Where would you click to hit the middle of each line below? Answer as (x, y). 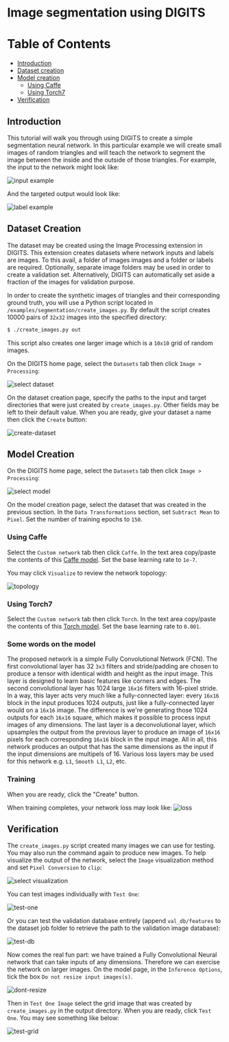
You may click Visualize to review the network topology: (87, 573)
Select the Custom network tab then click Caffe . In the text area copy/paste (111, 552)
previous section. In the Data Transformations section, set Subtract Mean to (113, 512)
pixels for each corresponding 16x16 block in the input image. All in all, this (112, 739)
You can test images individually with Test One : (73, 894)
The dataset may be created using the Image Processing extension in (105, 245)
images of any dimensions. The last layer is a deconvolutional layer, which (111, 725)
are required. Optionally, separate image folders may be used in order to (109, 267)
